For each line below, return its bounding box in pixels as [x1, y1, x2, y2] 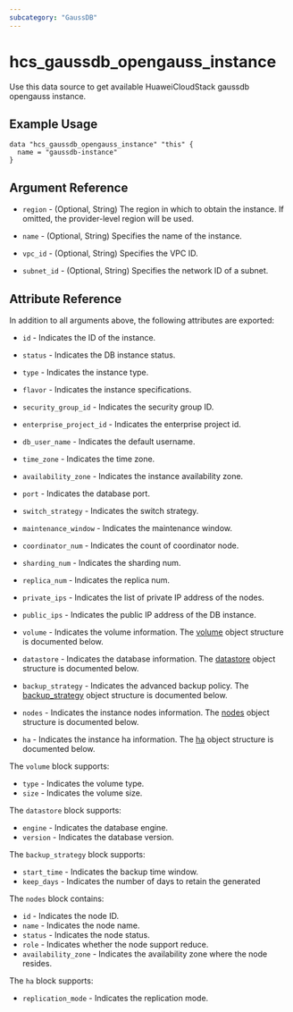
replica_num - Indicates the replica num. [21, 575, 171, 586]
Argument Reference [9, 180, 129, 195]
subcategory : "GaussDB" [9, 13, 98, 22]
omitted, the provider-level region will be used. [21, 214, 195, 224]
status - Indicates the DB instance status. [21, 350, 176, 360]
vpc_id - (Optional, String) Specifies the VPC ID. [21, 248, 198, 259]
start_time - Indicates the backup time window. [21, 866, 199, 877]
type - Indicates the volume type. [21, 779, 145, 789]
